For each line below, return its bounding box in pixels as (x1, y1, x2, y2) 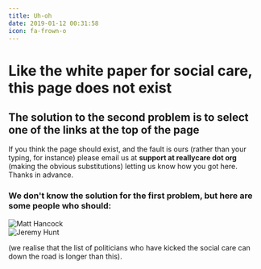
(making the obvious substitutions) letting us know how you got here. (8, 162, 238, 172)
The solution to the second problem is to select (8, 110, 249, 124)
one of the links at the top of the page (8, 122, 200, 137)
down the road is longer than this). (8, 251, 122, 261)
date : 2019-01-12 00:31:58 (8, 19, 99, 27)
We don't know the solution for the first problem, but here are (8, 190, 253, 201)
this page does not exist (8, 78, 172, 97)
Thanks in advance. (8, 170, 74, 180)
